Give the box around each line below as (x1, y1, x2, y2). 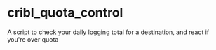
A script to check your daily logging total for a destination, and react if (7, 28, 210, 36)
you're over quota (7, 35, 59, 43)
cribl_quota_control (7, 5, 123, 21)
